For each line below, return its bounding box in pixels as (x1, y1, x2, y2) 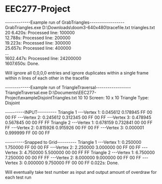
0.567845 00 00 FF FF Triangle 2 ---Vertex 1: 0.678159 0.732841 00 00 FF (5, 120, 153, 125)
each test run (5, 174, 31, 180)
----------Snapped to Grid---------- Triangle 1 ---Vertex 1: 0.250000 (5, 139, 142, 145)
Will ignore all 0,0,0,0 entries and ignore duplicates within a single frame (5, 70, 149, 76)
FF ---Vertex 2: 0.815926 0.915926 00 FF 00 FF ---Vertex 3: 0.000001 (5, 124, 144, 130)
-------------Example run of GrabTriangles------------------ (5, 19, 125, 25)
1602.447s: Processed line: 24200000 (5, 55, 81, 61)
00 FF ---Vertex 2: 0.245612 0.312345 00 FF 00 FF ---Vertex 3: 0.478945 (5, 114, 151, 120)
